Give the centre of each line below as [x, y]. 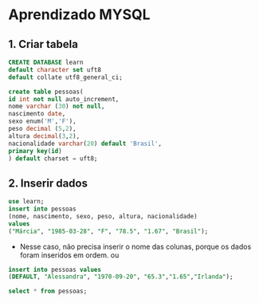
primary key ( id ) [35, 151]
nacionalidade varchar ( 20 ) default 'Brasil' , [85, 144]
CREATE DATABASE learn [46, 62]
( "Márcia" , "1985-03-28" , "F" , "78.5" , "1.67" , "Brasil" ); [108, 231]
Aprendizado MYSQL [79, 15]
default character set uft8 [55, 69]
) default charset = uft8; [53, 158]
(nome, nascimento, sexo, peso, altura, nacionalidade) [103, 216]
